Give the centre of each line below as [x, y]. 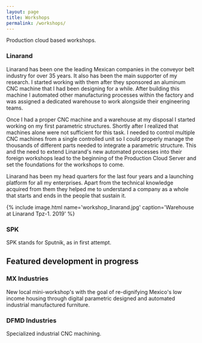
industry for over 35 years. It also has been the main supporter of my [92, 76]
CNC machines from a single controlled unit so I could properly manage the [100, 139]
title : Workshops [28, 18]
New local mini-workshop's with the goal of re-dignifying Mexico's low [94, 292]
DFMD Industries [31, 320]
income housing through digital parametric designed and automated [91, 298]
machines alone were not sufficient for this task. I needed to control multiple [101, 132]
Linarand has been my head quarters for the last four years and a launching [100, 176]
